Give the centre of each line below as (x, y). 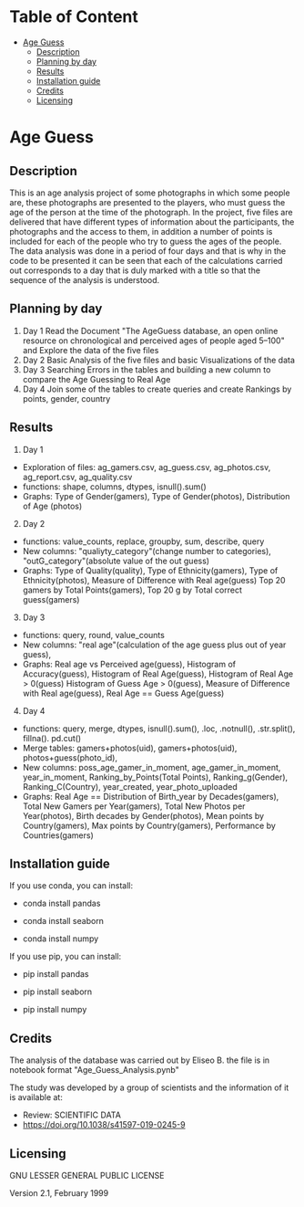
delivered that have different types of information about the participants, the (152, 222)
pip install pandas (56, 974)
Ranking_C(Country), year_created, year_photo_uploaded (130, 786)
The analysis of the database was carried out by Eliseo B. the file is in (140, 1060)
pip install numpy (55, 1010)
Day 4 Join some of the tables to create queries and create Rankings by (157, 389)
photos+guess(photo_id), (70, 757)
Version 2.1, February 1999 (59, 1193)
